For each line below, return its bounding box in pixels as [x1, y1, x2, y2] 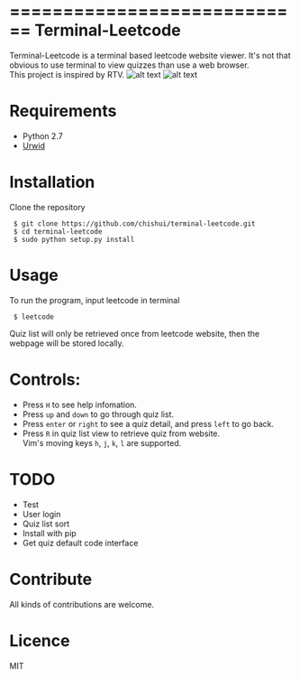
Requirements [9, 101, 117, 122]
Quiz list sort [22, 518, 70, 529]
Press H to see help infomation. [22, 399, 138, 410]
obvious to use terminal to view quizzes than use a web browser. [9, 60, 250, 70]
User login [22, 508, 61, 519]
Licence [9, 630, 70, 651]
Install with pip [22, 527, 77, 538]
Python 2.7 [22, 130, 63, 141]
